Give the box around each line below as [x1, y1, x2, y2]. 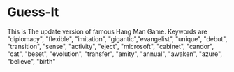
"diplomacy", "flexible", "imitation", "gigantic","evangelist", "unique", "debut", [7, 34, 228, 43]
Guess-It [7, 4, 59, 20]
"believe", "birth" [7, 57, 56, 65]
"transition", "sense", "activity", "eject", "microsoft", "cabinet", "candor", [7, 42, 214, 50]
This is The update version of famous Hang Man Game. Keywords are [7, 27, 207, 36]
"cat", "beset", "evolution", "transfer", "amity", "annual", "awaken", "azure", [7, 50, 222, 58]
